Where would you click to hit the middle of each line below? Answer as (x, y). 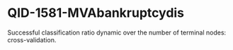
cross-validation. (32, 39)
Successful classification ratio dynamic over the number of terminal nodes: (117, 32)
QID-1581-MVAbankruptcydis (96, 13)
